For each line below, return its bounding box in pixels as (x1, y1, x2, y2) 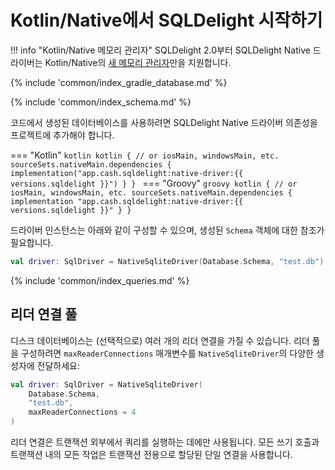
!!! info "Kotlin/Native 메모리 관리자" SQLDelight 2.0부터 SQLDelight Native (10, 44, 311, 56)
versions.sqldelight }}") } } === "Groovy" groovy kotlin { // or (10, 177, 298, 189)
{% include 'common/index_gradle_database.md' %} (10, 76, 228, 88)
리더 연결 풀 (10, 306, 78, 323)
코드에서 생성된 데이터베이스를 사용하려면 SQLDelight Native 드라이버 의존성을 (10, 116, 318, 128)
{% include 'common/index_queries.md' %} (10, 274, 190, 286)
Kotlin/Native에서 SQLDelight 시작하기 (10, 9, 323, 32)
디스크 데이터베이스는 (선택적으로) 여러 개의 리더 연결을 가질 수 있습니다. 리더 (10, 334, 310, 346)
